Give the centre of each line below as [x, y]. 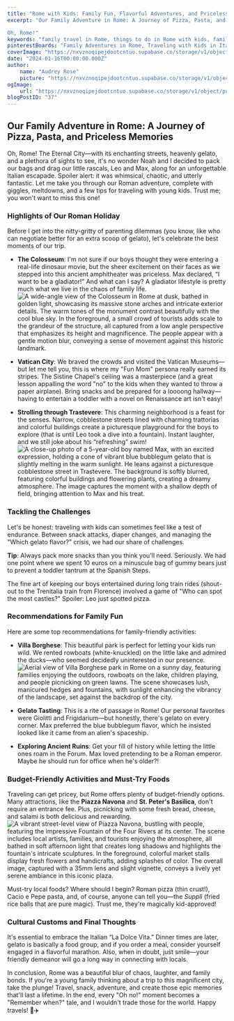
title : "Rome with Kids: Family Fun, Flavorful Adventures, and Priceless [118, 14]
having [27, 399]
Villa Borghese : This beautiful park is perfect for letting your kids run [116, 645]
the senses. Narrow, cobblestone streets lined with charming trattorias [118, 420]
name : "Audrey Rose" [49, 71]
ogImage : [20, 84]
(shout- [211, 583]
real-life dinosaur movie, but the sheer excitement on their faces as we [119, 267]
